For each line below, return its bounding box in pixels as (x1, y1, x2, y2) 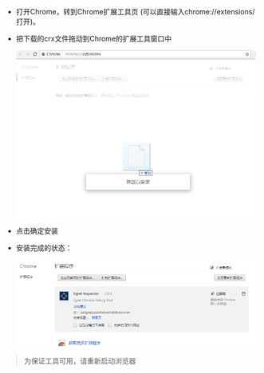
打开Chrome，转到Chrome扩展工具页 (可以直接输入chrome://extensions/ (15, 7, 255, 16)
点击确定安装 (15, 226, 58, 235)
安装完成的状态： (15, 242, 73, 253)
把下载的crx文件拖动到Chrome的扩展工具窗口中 (15, 34, 172, 43)
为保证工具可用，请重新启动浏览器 (23, 356, 136, 366)
